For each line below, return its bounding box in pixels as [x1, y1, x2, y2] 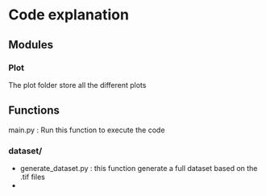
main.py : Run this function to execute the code [8, 125, 165, 135]
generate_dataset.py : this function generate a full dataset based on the [19, 163, 258, 173]
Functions [8, 103, 60, 118]
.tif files [19, 172, 46, 181]
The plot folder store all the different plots [8, 80, 147, 90]
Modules [8, 38, 54, 52]
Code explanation [8, 6, 129, 24]
